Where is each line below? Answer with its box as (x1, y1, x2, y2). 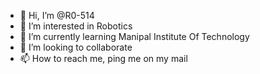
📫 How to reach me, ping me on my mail (19, 53, 188, 64)
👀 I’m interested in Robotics (19, 20, 133, 32)
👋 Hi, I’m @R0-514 (19, 10, 95, 21)
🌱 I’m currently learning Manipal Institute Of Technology (19, 31, 250, 42)
